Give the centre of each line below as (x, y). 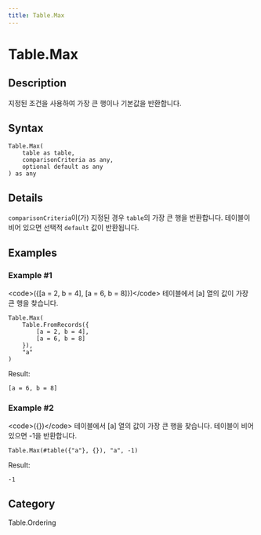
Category (32, 504)
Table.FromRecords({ (56, 324)
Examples (33, 253)
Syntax (26, 128)
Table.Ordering (32, 522)
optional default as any (63, 167)
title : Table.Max (36, 15)
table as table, (49, 153)
